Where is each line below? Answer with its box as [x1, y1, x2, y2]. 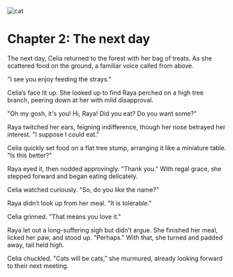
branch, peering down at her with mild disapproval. [7, 95, 153, 104]
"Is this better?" [7, 151, 52, 159]
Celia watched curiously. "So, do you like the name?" [7, 185, 159, 193]
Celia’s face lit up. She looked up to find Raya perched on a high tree [7, 88, 204, 97]
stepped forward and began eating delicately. [7, 172, 138, 180]
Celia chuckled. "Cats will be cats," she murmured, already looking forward [7, 254, 223, 262]
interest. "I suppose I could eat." [7, 130, 100, 138]
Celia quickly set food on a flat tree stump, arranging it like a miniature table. [7, 143, 227, 152]
